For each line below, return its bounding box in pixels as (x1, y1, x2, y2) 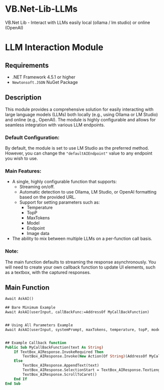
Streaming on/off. (19, 184, 55, 190)
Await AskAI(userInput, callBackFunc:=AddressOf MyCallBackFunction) (5, 310, 150, 315)
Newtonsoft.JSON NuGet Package (12, 79, 78, 85)
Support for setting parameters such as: (19, 199, 100, 205)
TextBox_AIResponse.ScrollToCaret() (22, 372, 97, 377)
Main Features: (5, 167, 41, 174)
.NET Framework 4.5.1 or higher (12, 74, 76, 80)
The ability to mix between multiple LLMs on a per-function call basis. (12, 235, 152, 242)
